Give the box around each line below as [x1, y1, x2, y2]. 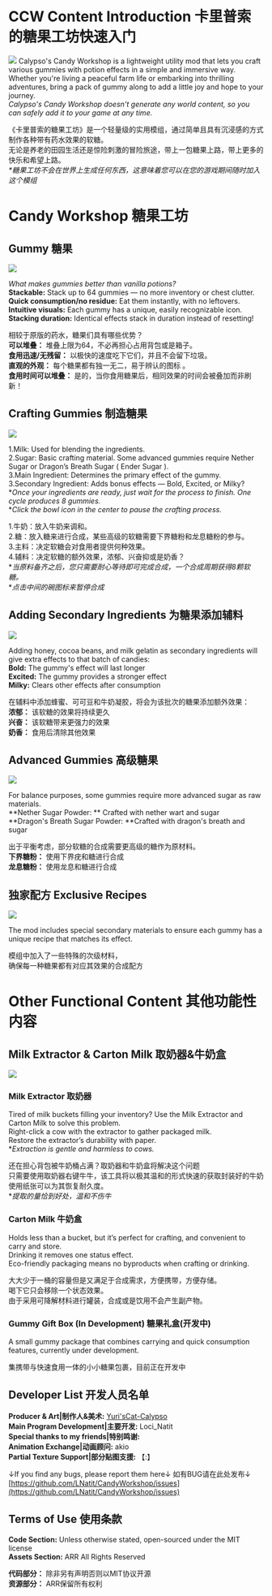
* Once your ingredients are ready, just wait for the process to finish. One [8, 487, 252, 497]
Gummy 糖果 [8, 241, 73, 256]
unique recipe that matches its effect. [8, 934, 134, 944]
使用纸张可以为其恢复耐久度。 [8, 1181, 108, 1191]
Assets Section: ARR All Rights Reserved [8, 1551, 146, 1561]
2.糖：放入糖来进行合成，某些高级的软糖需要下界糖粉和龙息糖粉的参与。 [8, 531, 249, 541]
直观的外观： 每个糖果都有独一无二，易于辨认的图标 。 [8, 360, 190, 370]
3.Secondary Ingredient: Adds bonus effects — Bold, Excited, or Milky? [8, 478, 245, 488]
